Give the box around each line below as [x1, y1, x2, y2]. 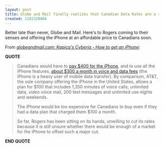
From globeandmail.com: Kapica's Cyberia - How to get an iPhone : [5, 44, 141, 50]
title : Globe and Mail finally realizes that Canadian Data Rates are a [5, 12, 156, 17]
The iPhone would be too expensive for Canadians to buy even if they [17, 104, 157, 110]
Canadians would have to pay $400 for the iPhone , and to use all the [17, 63, 155, 69]
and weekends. [17, 94, 48, 100]
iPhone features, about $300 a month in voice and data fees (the [17, 68, 147, 74]
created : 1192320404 [5, 16, 47, 21]
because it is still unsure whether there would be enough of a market [17, 124, 156, 129]
